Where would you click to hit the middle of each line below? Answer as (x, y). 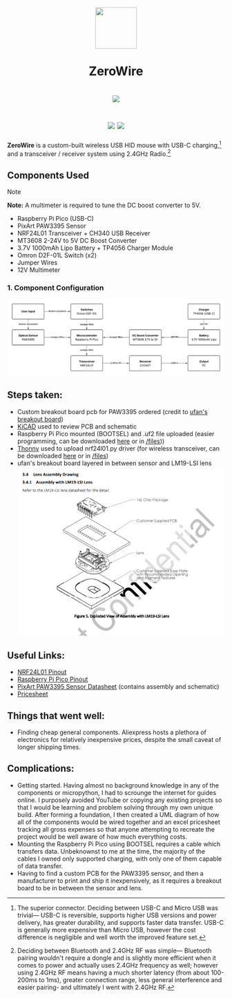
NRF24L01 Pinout (42, 672)
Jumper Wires (37, 263)
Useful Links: (36, 655)
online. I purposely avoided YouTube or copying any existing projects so (119, 800)
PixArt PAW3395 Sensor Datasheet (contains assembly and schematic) (118, 687)
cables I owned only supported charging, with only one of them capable (119, 859)
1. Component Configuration (56, 288)
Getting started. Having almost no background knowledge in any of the (118, 785)
